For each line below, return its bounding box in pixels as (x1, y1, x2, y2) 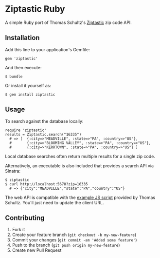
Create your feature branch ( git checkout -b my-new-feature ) (12, 232, 137, 238)
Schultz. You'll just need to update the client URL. (5, 199, 104, 205)
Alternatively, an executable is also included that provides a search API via (5, 162, 154, 169)
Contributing (5, 214, 45, 222)
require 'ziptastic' (5, 128, 47, 133)
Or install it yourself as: (5, 82, 51, 88)
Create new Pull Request (12, 247, 62, 253)
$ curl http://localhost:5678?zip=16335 (5, 181, 89, 186)
